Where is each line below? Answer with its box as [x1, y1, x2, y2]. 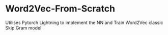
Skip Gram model [5, 24, 42, 30]
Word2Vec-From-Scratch [5, 3, 116, 14]
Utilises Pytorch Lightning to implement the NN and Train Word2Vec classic [5, 19, 163, 25]
